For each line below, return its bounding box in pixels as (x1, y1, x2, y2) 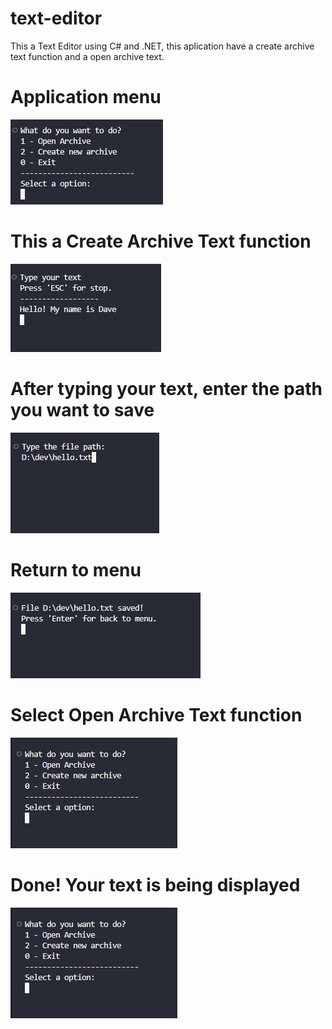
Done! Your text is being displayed (10, 873, 301, 896)
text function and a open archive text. (10, 50, 165, 62)
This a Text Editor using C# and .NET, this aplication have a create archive (10, 40, 315, 52)
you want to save (10, 399, 155, 421)
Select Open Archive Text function (10, 703, 303, 726)
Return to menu (10, 558, 142, 581)
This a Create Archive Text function (10, 230, 312, 253)
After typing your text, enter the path (10, 378, 323, 400)
